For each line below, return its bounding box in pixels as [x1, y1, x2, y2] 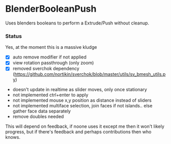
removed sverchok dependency [12, 66, 80, 72]
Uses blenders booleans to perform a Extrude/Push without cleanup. [5, 20, 149, 26]
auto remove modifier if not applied [12, 54, 87, 60]
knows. [5, 134, 20, 140]
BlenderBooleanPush [5, 3, 97, 15]
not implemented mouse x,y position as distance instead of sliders [12, 97, 152, 103]
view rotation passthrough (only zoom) [12, 60, 94, 66]
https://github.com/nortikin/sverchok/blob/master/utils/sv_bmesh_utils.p [14, 71, 166, 77]
